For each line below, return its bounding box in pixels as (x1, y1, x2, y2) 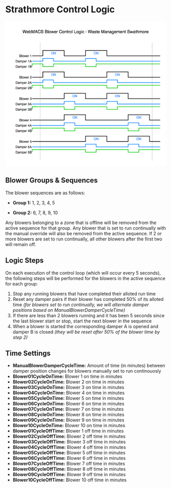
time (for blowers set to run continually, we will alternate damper (12, 301, 149, 308)
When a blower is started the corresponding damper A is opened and (12, 323, 159, 329)
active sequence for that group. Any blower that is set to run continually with (5, 225, 166, 231)
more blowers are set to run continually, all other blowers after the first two (5, 236, 162, 242)
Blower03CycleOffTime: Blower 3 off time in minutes (12, 439, 126, 445)
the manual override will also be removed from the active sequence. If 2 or (5, 230, 162, 236)
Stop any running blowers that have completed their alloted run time (12, 291, 156, 297)
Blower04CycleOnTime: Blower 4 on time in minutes (12, 390, 125, 396)
